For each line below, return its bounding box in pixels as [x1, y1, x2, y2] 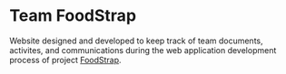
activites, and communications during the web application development [9, 44, 277, 55]
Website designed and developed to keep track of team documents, [9, 35, 263, 46]
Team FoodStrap [9, 5, 137, 26]
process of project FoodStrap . [9, 54, 122, 65]
